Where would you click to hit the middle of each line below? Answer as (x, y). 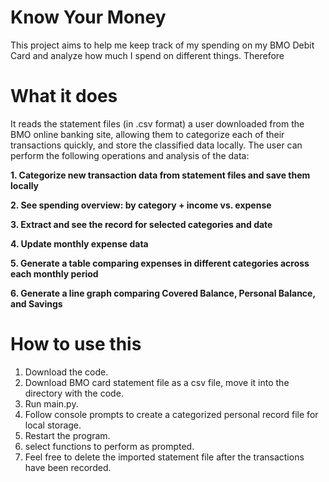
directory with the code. (74, 393)
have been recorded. (68, 467)
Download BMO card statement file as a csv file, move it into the (157, 382)
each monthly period (54, 273)
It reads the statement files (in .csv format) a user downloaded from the (157, 123)
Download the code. (66, 372)
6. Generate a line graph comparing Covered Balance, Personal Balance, (163, 293)
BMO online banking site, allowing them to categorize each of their (147, 134)
